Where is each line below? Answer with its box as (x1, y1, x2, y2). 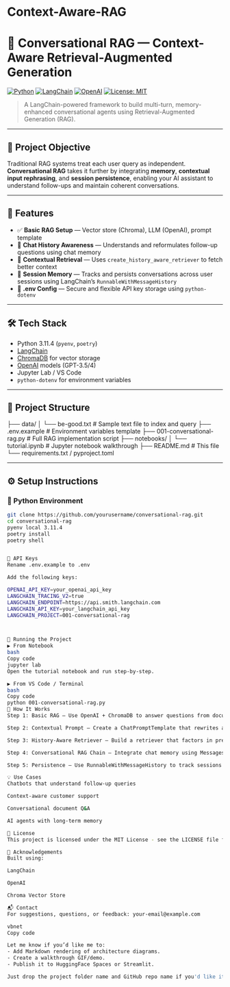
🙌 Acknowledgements (7, 849, 63, 855)
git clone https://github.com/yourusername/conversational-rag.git (7, 512, 204, 519)
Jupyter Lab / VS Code (16, 368, 82, 377)
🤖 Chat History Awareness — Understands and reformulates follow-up (16, 240, 218, 249)
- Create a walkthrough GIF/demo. (7, 955, 106, 962)
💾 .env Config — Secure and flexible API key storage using (16, 284, 184, 292)
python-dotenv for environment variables (16, 375, 131, 384)
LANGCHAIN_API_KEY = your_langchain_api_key (7, 605, 130, 612)
